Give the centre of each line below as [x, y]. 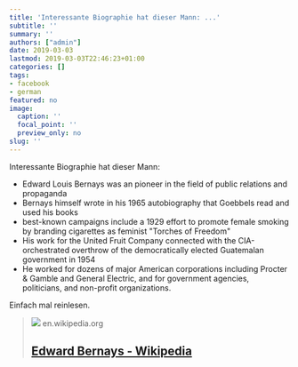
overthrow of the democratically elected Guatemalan [167, 250]
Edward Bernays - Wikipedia [112, 351]
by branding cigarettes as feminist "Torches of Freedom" [126, 231]
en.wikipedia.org [73, 323]
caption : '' [40, 116]
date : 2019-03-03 [41, 51]
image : [21, 108]
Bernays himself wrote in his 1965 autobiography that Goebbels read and [156, 203]
